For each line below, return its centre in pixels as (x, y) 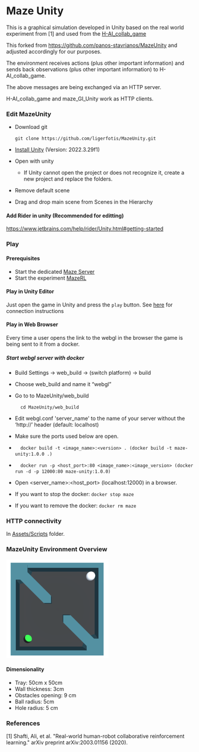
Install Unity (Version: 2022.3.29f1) (57, 150)
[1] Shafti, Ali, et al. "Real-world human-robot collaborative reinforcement (95, 736)
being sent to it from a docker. (43, 344)
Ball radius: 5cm (34, 702)
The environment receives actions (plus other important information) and (95, 63)
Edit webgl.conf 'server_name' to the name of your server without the (100, 418)
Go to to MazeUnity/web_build (52, 396)
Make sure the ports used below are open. (67, 436)
